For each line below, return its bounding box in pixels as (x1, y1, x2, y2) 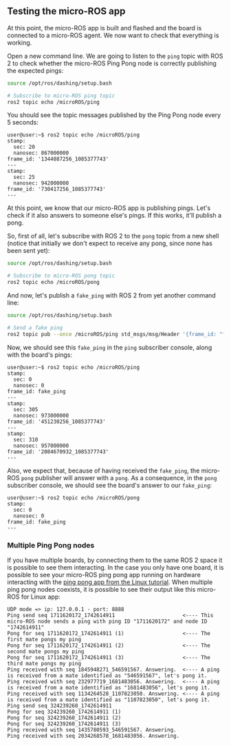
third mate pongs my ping (7, 660, 81, 667)
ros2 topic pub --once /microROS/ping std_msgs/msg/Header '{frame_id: (7, 331, 217, 338)
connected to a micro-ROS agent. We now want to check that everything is (7, 31, 219, 39)
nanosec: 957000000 (13, 442, 69, 449)
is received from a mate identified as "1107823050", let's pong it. (7, 696, 211, 703)
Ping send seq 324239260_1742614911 (7, 702, 112, 709)
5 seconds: (7, 118, 39, 127)
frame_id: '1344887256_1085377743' (7, 156, 109, 163)
